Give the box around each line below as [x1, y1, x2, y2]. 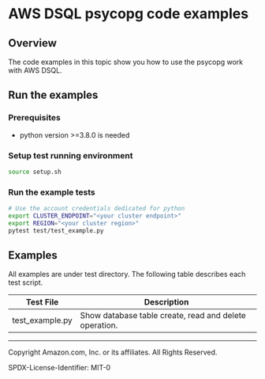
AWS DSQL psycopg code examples [8, 5, 249, 23]
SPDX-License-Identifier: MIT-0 [8, 363, 111, 373]
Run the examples [8, 89, 99, 102]
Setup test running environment [8, 150, 133, 161]
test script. [8, 278, 43, 287]
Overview [8, 36, 58, 50]
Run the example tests [8, 187, 96, 198]
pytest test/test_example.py [8, 226, 104, 234]
